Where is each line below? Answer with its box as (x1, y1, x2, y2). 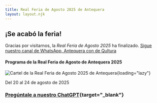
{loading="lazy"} (117, 70, 151, 76)
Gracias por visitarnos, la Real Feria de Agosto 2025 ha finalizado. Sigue (5, 42, 152, 49)
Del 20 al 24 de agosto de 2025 (5, 79, 69, 85)
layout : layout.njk (5, 12, 45, 17)
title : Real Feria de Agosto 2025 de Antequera (5, 7, 105, 12)
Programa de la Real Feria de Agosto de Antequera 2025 (5, 59, 122, 65)
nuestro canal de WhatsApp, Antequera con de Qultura (5, 48, 117, 54)
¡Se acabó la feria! (5, 30, 62, 38)
